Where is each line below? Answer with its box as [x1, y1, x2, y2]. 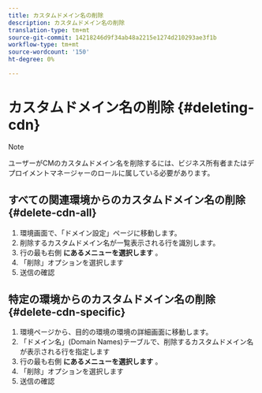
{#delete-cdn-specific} [8, 306, 126, 319]
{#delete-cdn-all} [8, 206, 97, 220]
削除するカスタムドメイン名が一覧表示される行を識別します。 [19, 238, 220, 247]
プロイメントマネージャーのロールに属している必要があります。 [8, 168, 215, 177]
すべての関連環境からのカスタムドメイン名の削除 [8, 194, 246, 207]
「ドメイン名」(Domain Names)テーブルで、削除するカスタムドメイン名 [19, 337, 254, 347]
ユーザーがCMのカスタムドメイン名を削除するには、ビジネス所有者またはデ [8, 158, 255, 168]
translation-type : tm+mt [8, 26, 90, 34]
